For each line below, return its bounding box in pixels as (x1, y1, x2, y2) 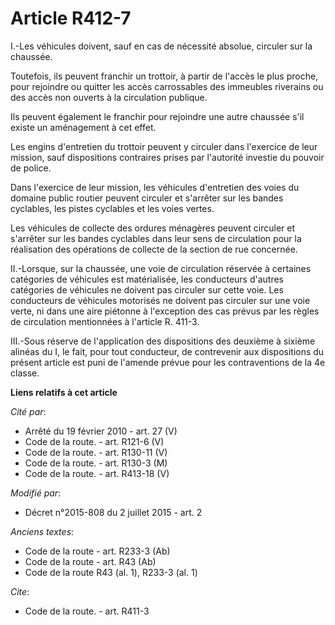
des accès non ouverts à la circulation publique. (10, 91, 208, 103)
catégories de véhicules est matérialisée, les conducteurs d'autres (10, 273, 285, 285)
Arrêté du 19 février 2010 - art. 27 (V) (24, 425, 178, 437)
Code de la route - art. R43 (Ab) (24, 555, 157, 567)
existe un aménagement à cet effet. (10, 121, 157, 133)
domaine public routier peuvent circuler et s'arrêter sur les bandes (10, 192, 284, 204)
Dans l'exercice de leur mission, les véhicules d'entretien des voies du (10, 181, 300, 193)
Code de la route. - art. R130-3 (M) (24, 457, 168, 469)
